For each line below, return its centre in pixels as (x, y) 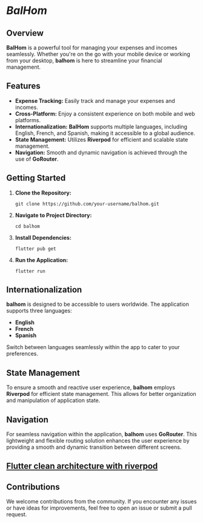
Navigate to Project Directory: (53, 215)
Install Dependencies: (43, 237)
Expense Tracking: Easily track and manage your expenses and (95, 100)
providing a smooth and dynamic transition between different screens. (94, 447)
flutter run (30, 271)
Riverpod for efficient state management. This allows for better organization (101, 394)
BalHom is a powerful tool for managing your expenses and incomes (92, 47)
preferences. (22, 354)
